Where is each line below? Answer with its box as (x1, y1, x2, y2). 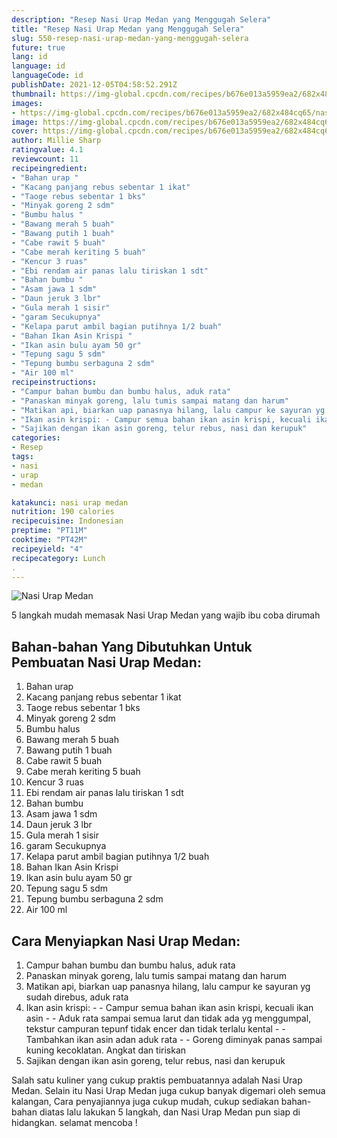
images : (11, 98, 44, 108)
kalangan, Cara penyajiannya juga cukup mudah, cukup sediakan (11, 1096, 279, 1107)
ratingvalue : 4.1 (11, 145, 84, 155)
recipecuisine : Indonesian (11, 516, 124, 526)
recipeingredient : (11, 163, 88, 173)
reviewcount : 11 (11, 154, 79, 164)
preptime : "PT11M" (11, 526, 88, 536)
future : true (11, 42, 66, 53)
